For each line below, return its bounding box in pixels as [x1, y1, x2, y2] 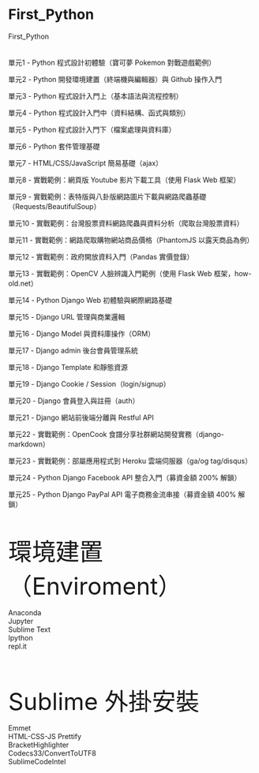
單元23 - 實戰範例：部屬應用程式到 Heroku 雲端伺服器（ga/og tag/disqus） [8, 456, 253, 465]
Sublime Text [8, 625, 51, 634]
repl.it [8, 641, 28, 651]
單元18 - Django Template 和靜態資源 [8, 362, 128, 372]
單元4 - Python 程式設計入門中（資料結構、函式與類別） [8, 108, 190, 118]
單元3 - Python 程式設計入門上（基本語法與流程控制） [8, 91, 183, 100]
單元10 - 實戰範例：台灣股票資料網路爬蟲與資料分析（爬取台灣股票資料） [8, 218, 244, 228]
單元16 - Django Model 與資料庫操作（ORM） [8, 329, 156, 338]
